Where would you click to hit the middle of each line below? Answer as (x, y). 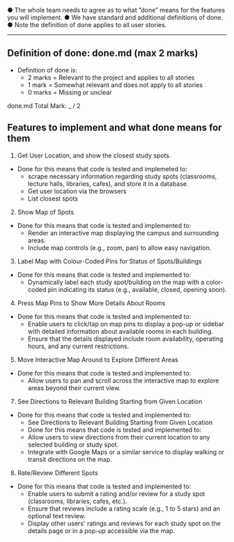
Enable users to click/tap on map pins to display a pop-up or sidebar (126, 324)
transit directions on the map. (70, 459)
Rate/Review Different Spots (58, 472)
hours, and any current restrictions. (78, 346)
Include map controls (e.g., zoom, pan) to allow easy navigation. (119, 247)
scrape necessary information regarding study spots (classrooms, (122, 176)
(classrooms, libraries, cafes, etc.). (77, 501)
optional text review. (56, 516)
